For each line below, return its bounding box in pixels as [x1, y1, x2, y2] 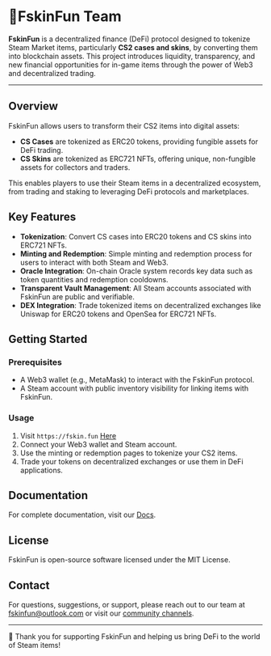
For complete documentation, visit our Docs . [8, 510, 156, 520]
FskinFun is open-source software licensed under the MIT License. [8, 555, 231, 565]
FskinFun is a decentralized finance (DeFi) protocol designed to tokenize [8, 34, 251, 44]
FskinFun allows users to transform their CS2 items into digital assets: [8, 121, 240, 130]
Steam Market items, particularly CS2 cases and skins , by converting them [8, 42, 258, 52]
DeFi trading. [19, 145, 64, 154]
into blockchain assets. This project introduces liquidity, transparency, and [8, 51, 256, 61]
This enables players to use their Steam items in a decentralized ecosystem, [8, 178, 261, 188]
